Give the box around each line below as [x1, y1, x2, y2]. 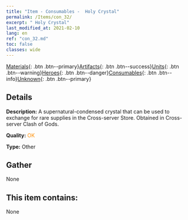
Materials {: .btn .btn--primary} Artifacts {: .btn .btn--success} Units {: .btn [6, 63, 179, 70]
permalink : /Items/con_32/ [6, 14, 72, 20]
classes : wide [6, 47, 41, 53]
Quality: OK [6, 131, 35, 138]
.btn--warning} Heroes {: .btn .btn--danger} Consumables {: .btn [6, 69, 157, 76]
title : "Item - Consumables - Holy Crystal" [6, 8, 119, 15]
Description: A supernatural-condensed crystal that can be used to [6, 108, 170, 115]
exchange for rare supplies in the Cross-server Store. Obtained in [6, 114, 164, 121]
